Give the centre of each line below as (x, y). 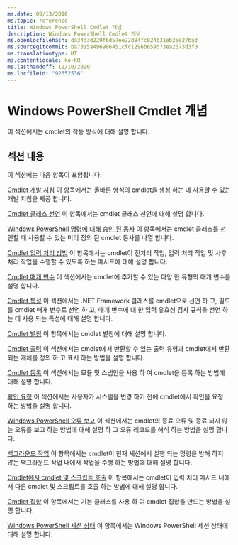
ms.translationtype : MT (42, 54)
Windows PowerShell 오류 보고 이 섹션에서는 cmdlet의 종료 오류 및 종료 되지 (114, 421)
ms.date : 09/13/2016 (38, 14)
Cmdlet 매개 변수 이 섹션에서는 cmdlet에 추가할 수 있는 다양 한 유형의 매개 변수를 (119, 277)
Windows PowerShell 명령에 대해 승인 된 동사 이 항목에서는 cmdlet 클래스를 (113, 229)
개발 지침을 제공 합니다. (40, 199)
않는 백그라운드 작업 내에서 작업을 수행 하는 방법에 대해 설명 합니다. (100, 463)
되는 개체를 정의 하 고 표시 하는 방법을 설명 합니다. (76, 358)
